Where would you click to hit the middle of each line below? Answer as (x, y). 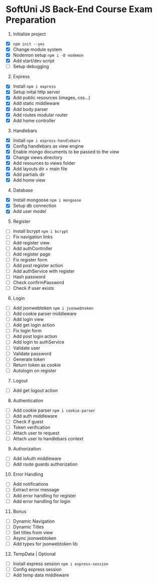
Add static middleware (36, 103)
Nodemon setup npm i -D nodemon (48, 55)
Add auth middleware (35, 416)
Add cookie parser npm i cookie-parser (54, 410)
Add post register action (38, 265)
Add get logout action (35, 390)
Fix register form (30, 260)
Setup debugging (31, 67)
